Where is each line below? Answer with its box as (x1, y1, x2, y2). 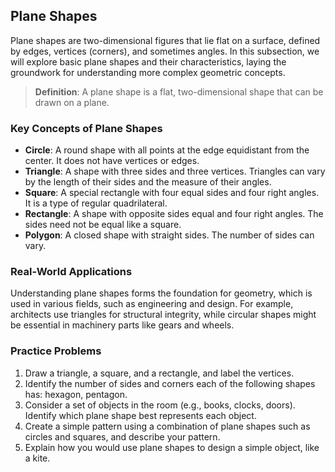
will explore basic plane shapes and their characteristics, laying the (10, 55, 287, 68)
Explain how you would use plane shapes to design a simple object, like (24, 441, 320, 453)
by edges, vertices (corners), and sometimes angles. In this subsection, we (10, 45, 320, 57)
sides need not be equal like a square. (24, 219, 182, 231)
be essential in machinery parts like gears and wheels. (10, 319, 235, 331)
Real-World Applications (10, 265, 133, 279)
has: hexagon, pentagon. (24, 388, 128, 400)
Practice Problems (10, 344, 102, 358)
